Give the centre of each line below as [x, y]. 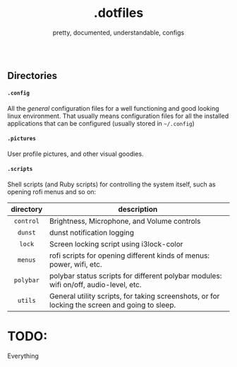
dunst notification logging [92, 232]
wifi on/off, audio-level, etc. [95, 284]
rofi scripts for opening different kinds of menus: [129, 255]
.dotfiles [119, 13]
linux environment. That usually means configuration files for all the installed [118, 116]
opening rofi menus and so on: [52, 191]
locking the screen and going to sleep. [113, 305]
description [138, 209]
